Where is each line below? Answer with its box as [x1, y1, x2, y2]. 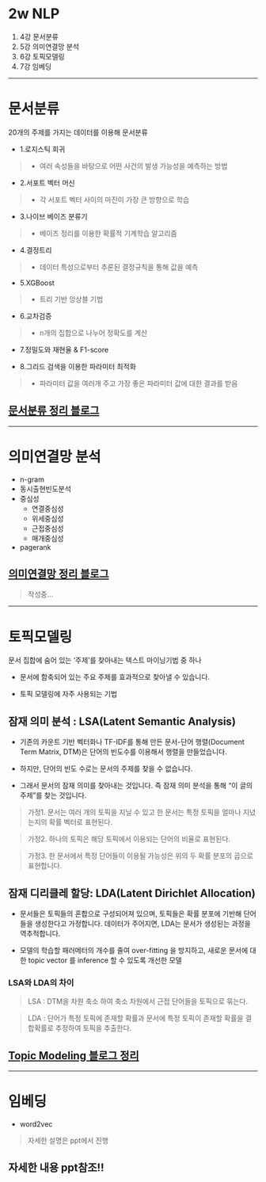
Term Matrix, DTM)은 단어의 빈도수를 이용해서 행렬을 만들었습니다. [19, 747, 227, 757]
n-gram [19, 475, 45, 484]
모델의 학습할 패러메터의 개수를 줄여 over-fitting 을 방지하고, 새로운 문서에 [19, 946, 249, 955]
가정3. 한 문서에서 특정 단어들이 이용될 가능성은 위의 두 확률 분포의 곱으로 [27, 851, 253, 860]
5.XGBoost [19, 278, 55, 288]
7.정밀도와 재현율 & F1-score [19, 345, 109, 354]
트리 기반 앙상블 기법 [39, 294, 104, 303]
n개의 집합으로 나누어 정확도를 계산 [39, 328, 148, 337]
